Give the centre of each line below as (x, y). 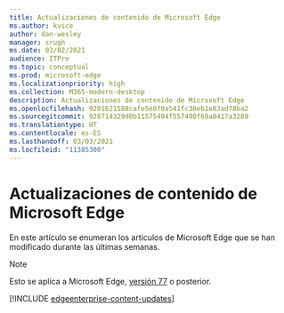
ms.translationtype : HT (53, 125)
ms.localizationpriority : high (67, 84)
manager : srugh (37, 42)
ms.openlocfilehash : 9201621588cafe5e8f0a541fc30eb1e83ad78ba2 (129, 108)
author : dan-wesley (45, 34)
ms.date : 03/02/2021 (48, 51)
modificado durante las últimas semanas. (85, 246)
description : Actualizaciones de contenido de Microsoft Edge (127, 100)
